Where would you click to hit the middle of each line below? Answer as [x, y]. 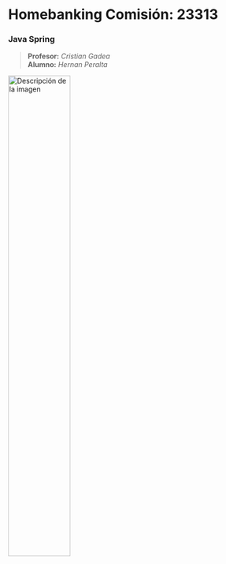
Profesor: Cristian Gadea [69, 56]
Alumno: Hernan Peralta [67, 65]
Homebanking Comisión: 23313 [113, 15]
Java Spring [31, 39]
